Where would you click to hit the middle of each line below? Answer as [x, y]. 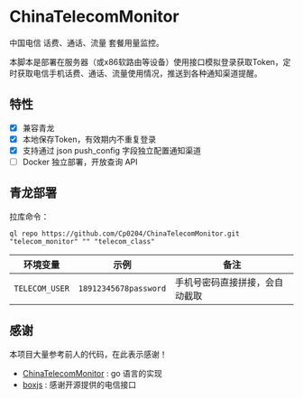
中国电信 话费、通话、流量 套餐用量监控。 [87, 42]
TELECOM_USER [42, 288]
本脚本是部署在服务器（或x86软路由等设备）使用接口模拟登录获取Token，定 [150, 61]
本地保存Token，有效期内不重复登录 [89, 139]
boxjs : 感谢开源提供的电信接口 [79, 385]
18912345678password [122, 288]
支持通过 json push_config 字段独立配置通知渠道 [111, 150]
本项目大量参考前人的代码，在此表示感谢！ [88, 354]
